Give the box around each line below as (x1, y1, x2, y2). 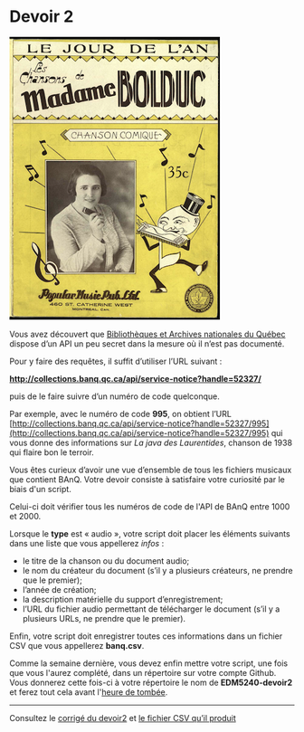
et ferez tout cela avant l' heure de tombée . (9, 686, 168, 698)
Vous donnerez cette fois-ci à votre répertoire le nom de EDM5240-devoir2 (9, 677, 292, 688)
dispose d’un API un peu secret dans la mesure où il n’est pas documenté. (9, 337, 285, 349)
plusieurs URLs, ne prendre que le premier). (22, 613, 186, 623)
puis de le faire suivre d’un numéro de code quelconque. (9, 391, 220, 402)
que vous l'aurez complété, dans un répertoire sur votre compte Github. (9, 667, 277, 678)
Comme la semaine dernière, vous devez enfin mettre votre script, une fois (9, 658, 288, 669)
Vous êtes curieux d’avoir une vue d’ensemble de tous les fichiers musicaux (9, 464, 292, 475)
